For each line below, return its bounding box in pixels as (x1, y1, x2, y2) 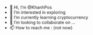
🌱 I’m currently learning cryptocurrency (9, 15, 89, 20)
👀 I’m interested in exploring (9, 9, 66, 15)
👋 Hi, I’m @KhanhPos (9, 5, 52, 10)
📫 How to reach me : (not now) (9, 25, 73, 30)
